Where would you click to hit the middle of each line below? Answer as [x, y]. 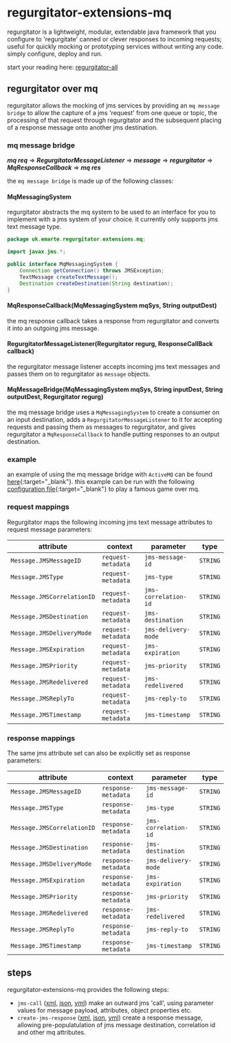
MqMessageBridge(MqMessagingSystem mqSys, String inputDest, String [115, 389]
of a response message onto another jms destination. [82, 127]
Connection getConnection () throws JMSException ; [92, 270]
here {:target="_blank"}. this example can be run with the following [101, 482]
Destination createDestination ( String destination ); [97, 283]
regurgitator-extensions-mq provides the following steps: [88, 989]
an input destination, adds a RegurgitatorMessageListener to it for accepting [114, 419]
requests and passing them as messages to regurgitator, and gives [101, 427]
